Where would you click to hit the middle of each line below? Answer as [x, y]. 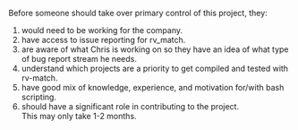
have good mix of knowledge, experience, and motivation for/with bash [153, 87]
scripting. [39, 97]
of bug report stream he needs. [79, 59]
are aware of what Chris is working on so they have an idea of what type [155, 49]
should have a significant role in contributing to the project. [130, 106]
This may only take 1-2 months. [79, 116]
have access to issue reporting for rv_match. [103, 40]
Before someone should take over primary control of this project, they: [138, 13]
